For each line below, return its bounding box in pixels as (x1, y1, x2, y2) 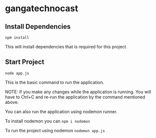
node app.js (5, 71, 29, 76)
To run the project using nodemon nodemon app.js (5, 127, 105, 133)
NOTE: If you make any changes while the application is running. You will (5, 89, 151, 95)
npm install (5, 35, 29, 40)
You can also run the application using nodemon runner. (5, 108, 118, 115)
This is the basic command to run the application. (5, 79, 104, 85)
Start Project (5, 58, 45, 66)
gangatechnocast (5, 3, 78, 14)
